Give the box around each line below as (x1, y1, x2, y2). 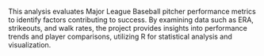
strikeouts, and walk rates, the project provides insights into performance (8, 24, 247, 32)
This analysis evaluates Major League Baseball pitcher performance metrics (8, 7, 256, 16)
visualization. (8, 40, 52, 50)
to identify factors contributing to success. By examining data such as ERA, (8, 15, 254, 24)
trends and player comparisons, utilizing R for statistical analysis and (8, 32, 232, 41)
